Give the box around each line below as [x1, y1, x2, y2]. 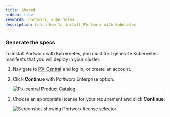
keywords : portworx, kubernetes [5, 17, 74, 22]
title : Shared [5, 7, 36, 13]
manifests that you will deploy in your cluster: [5, 56, 101, 62]
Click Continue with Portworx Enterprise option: [12, 75, 114, 82]
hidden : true [5, 12, 33, 17]
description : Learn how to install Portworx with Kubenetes [5, 22, 137, 27]
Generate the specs [5, 39, 55, 46]
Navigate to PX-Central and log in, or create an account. [12, 66, 132, 72]
